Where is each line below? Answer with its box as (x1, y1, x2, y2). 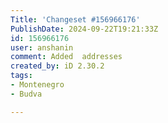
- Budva (10, 89, 43, 99)
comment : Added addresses (10, 52, 123, 62)
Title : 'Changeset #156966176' (10, 14, 141, 25)
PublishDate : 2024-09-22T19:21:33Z (10, 24, 159, 34)
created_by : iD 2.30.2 (10, 61, 105, 71)
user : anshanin (10, 42, 74, 53)
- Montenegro (10, 80, 65, 90)
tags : (10, 71, 33, 81)
